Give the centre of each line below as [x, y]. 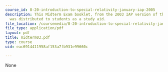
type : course [19, 42]
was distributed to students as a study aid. [58, 19]
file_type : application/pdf [34, 28]
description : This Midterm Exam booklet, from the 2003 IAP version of [81, 14]
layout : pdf [17, 33]
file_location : [21, 24]
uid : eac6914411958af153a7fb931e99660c [47, 47]
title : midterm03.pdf [28, 38]
